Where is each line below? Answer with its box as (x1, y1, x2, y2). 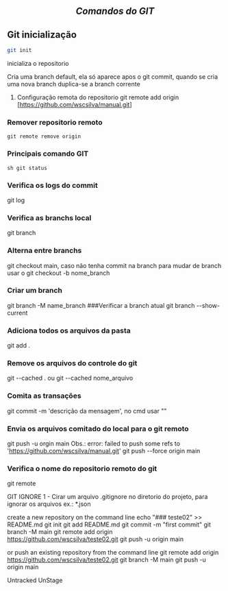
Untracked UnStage (7, 576, 63, 585)
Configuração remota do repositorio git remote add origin (16, 93, 179, 101)
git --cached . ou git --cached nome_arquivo (7, 374, 134, 383)
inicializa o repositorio (7, 60, 69, 68)
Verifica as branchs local (7, 213, 92, 222)
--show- (196, 301, 220, 309)
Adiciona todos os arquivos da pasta (7, 326, 131, 335)
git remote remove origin (7, 133, 81, 140)
